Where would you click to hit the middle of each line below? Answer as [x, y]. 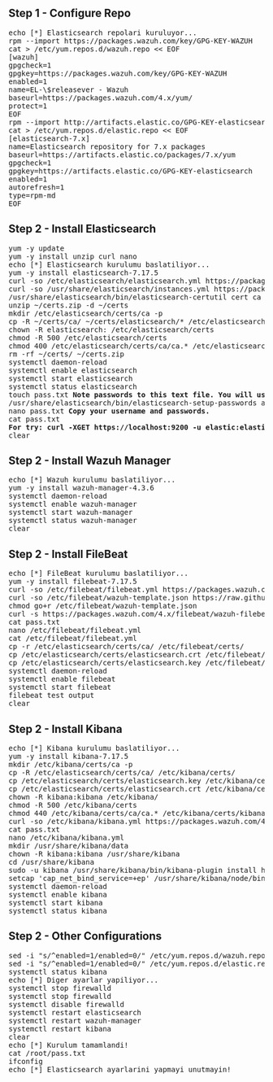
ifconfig [26, 1061]
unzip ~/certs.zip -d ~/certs [69, 305]
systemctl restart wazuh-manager [75, 1021]
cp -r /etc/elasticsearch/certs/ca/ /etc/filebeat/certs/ [126, 647]
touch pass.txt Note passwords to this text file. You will [131, 395]
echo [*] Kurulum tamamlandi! [69, 1045]
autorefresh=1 [37, 187]
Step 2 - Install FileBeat [68, 554]
